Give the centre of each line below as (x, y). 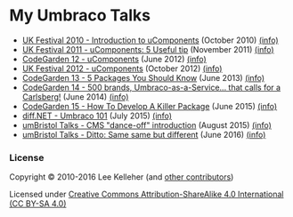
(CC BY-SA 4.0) (38, 204)
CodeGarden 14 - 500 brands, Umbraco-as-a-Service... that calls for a (151, 87)
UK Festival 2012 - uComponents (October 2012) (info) (122, 68)
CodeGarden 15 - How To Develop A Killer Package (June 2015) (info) (150, 106)
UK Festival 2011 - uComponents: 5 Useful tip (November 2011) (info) (148, 49)
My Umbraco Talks (80, 16)
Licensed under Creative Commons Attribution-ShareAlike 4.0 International (146, 194)
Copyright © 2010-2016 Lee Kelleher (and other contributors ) (122, 177)
